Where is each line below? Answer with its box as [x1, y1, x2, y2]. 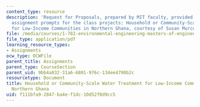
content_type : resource [6, 8, 65, 15]
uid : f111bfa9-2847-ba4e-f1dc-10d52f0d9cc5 [6, 92, 116, 97]
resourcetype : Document [6, 75, 65, 81]
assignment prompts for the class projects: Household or [11, 20, 159, 26]
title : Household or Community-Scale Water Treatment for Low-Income [6, 81, 183, 87]
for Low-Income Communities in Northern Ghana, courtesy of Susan [11, 25, 180, 32]
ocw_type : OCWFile [6, 53, 52, 59]
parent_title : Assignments [6, 58, 73, 64]
